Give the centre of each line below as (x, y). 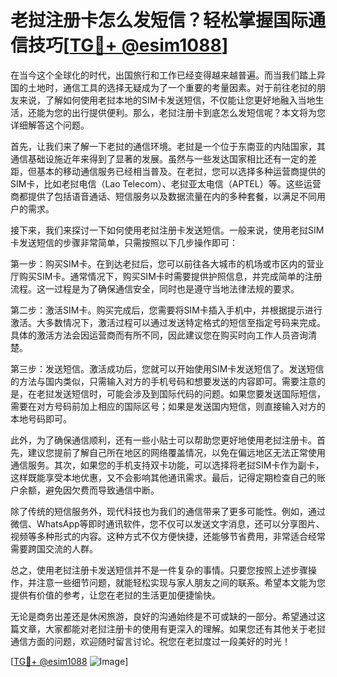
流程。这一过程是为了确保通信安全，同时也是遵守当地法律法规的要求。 (155, 288)
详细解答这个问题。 (50, 125)
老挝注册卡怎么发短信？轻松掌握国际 (159, 20)
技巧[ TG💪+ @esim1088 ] (128, 45)
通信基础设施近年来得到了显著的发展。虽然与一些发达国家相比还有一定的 (159, 158)
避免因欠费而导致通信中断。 (102, 490)
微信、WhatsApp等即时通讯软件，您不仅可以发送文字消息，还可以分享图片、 (167, 523)
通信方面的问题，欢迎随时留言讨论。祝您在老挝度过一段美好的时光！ (150, 641)
